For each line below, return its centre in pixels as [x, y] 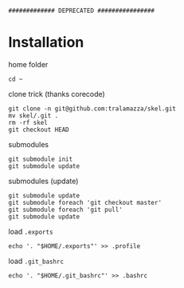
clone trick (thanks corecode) [57, 94]
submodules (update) [43, 181]
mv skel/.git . [33, 115]
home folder [28, 64]
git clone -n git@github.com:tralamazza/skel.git [92, 108]
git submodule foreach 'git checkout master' [85, 202]
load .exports [31, 231]
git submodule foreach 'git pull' [66, 210]
